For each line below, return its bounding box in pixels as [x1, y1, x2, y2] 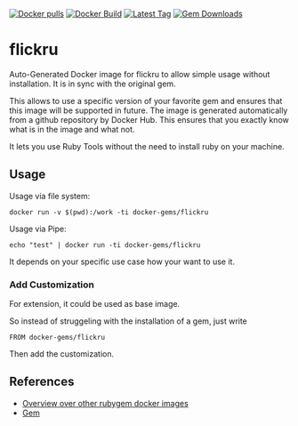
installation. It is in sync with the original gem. [9, 78, 176, 89]
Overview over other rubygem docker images [21, 398, 189, 408]
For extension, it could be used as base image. [9, 299, 181, 309]
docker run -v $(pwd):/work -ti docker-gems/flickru [9, 207, 209, 217]
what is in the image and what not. [9, 124, 135, 134]
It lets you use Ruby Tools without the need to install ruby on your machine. [9, 141, 285, 151]
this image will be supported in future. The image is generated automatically [9, 105, 288, 116]
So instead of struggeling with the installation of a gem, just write [9, 316, 247, 326]
